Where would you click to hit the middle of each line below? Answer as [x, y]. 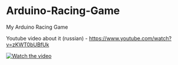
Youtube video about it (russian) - [47, 38]
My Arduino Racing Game [37, 27]
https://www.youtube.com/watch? [130, 38]
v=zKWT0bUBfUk [28, 45]
